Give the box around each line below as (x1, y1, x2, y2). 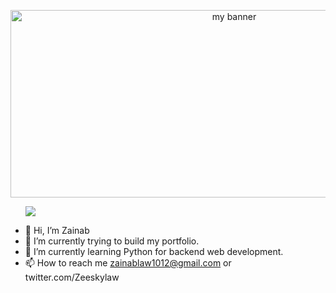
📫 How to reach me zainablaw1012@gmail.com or (24, 257, 232, 269)
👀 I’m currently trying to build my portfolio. (24, 235, 200, 247)
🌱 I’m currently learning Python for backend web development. (24, 246, 284, 257)
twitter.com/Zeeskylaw (24, 271, 120, 283)
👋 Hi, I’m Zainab (24, 225, 90, 236)
